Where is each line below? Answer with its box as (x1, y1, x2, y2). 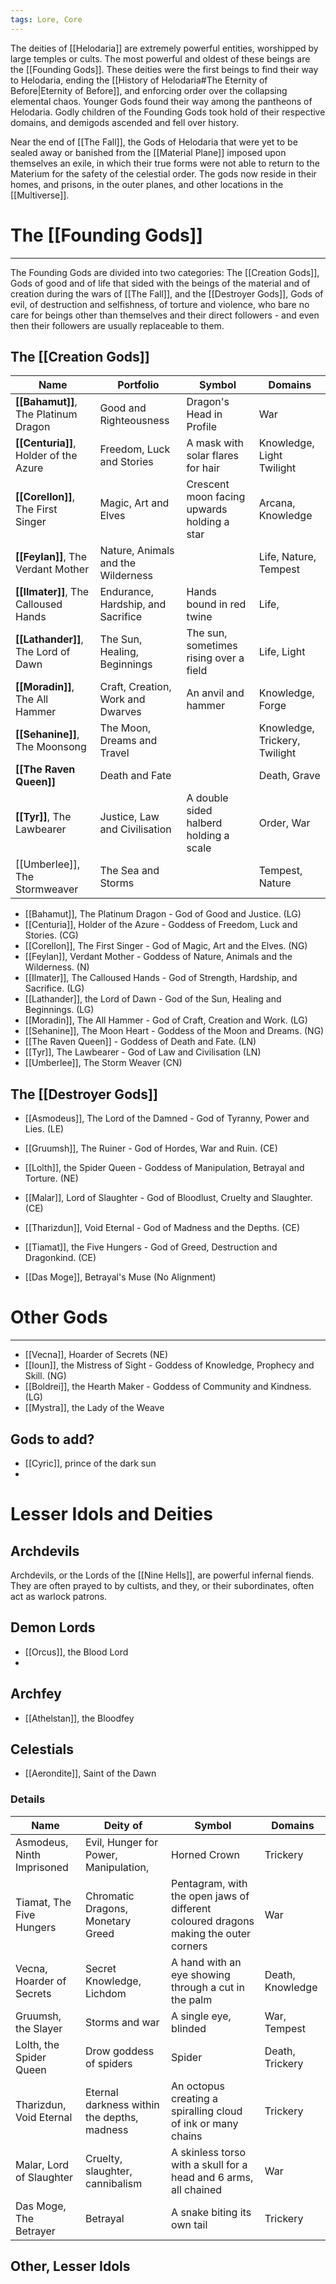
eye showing (171, 1967, 231, 1981)
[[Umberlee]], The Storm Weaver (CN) (24, 1057, 183, 1069)
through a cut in (171, 1980, 245, 1994)
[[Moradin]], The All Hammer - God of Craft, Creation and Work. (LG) (24, 1014, 308, 1026)
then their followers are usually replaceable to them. (10, 319, 225, 331)
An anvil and (186, 686, 245, 700)
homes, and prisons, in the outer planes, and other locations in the (10, 178, 284, 190)
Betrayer (15, 2224, 56, 2238)
